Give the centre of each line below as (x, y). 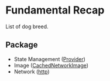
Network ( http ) (32, 72)
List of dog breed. (27, 26)
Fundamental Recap (55, 10)
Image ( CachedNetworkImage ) (51, 65)
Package (22, 45)
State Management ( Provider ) (50, 59)
